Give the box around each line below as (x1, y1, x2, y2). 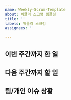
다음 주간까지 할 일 (5, 68, 58, 77)
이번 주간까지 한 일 (5, 50, 58, 58)
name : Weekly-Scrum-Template (5, 7, 66, 12)
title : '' (5, 16, 26, 21)
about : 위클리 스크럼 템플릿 (5, 12, 56, 17)
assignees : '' (5, 26, 35, 31)
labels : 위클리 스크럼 (5, 21, 46, 26)
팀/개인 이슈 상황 (5, 87, 53, 95)
